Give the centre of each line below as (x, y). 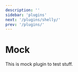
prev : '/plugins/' (25, 24)
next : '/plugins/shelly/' (33, 20)
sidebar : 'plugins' (26, 15)
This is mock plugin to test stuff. (39, 64)
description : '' (23, 10)
